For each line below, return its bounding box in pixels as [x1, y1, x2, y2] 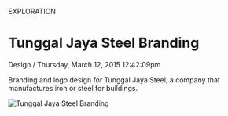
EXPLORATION [8, 7, 57, 16]
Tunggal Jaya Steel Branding [8, 34, 200, 52]
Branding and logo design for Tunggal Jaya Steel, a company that [8, 74, 220, 85]
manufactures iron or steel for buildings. [8, 83, 138, 92]
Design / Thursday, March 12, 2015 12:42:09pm [8, 60, 161, 69]
